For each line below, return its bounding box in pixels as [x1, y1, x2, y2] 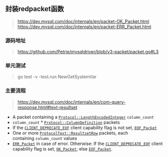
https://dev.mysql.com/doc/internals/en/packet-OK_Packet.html [17, 18, 149, 24]
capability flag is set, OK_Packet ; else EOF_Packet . [12, 145, 112, 151]
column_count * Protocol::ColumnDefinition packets [12, 119, 120, 125]
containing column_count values [12, 135, 77, 141]
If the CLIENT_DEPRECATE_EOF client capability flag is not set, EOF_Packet [12, 124, 157, 130]
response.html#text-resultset [17, 104, 77, 110]
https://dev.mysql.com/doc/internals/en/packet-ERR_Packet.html [17, 23, 151, 29]
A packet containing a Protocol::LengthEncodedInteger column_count [12, 114, 154, 120]
